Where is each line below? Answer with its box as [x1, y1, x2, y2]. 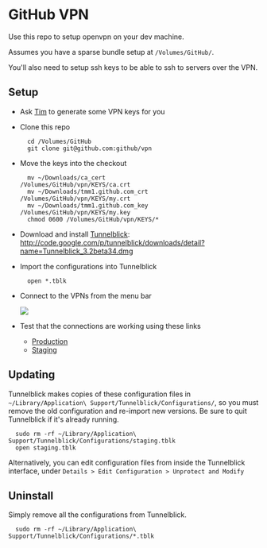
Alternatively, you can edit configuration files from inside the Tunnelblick [8, 457, 246, 467]
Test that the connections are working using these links [19, 321, 201, 330]
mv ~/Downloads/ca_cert [27, 173, 106, 182]
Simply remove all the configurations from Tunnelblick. [8, 510, 187, 519]
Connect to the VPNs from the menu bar [19, 291, 153, 300]
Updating [8, 368, 56, 382]
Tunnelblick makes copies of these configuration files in [8, 389, 192, 399]
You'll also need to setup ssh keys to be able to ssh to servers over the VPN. [8, 62, 258, 72]
